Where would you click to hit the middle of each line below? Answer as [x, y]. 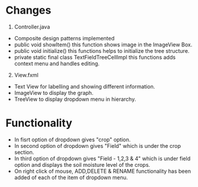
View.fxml [26, 75]
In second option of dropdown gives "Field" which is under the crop [98, 145]
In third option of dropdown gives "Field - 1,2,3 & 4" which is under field [102, 159]
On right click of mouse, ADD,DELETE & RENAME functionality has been [103, 171]
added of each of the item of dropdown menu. [71, 177]
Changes [28, 10]
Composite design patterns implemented [64, 38]
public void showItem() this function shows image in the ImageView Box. [103, 45]
